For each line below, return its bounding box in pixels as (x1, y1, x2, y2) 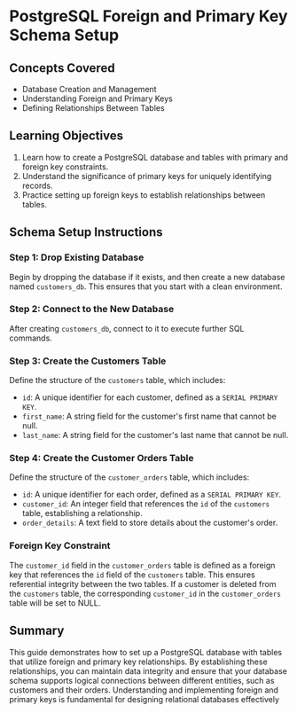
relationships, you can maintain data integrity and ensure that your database (9, 665, 288, 676)
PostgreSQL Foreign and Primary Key (9, 6, 288, 27)
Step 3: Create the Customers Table (9, 355, 167, 367)
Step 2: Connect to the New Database (9, 303, 175, 316)
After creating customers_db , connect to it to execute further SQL (9, 323, 246, 333)
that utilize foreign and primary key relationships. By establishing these (9, 656, 268, 667)
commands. (9, 333, 53, 343)
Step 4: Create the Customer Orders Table (9, 452, 194, 465)
